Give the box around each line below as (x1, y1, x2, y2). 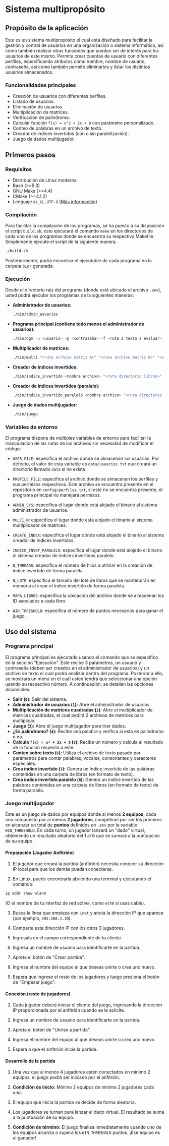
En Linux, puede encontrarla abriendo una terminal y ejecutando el (12, 876, 151, 882)
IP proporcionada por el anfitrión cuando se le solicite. (12, 1007, 125, 1013)
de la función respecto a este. (12, 744, 75, 750)
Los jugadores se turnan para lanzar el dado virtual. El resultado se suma (12, 1109, 164, 1115)
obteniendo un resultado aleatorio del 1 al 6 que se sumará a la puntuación (5, 832, 160, 838)
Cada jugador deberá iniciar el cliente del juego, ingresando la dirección (12, 1002, 162, 1008)
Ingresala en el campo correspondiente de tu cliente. (12, 935, 123, 941)
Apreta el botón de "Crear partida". (12, 954, 85, 960)
